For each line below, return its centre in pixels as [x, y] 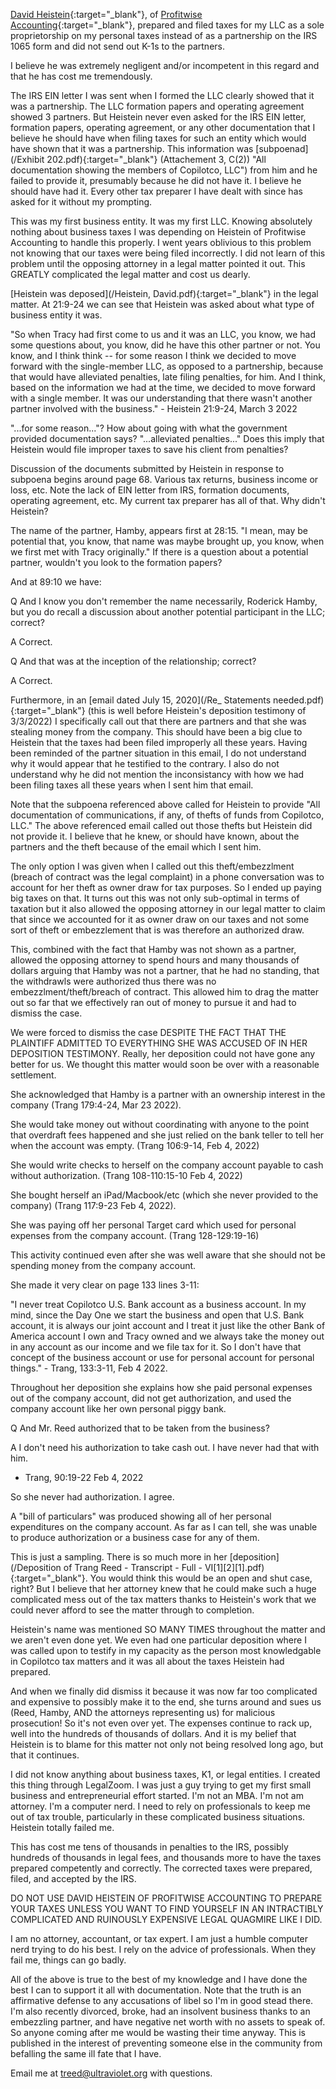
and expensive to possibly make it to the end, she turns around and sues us [166, 1702]
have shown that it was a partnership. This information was [132, 148]
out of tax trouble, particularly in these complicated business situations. [158, 1817]
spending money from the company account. [103, 1265]
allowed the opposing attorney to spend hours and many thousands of [155, 960]
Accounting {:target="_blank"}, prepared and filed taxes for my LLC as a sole [167, 25]
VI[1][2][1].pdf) [234, 1567]
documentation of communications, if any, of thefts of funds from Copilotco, [167, 815]
